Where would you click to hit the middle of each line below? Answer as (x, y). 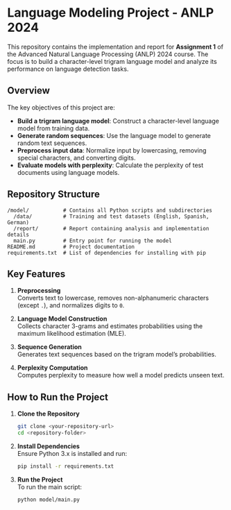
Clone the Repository (48, 414)
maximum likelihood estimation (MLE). (71, 334)
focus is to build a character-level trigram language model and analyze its (112, 61)
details (18, 235)
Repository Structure (54, 195)
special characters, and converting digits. (76, 158)
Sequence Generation (49, 347)
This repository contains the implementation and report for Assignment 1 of (115, 46)
